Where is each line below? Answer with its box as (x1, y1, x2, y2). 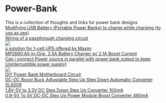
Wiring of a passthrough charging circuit (5, 35, 88, 41)
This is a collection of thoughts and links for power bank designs (5, 19, 138, 25)
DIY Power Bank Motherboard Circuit (5, 71, 81, 77)
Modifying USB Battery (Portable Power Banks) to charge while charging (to (5, 24, 161, 30)
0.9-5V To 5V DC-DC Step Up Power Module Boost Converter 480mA (5, 92, 149, 98)
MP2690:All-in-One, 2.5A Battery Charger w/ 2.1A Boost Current (5, 51, 137, 56)
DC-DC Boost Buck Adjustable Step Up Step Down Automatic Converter (5, 76, 153, 82)
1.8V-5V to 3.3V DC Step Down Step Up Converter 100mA (5, 87, 124, 93)
